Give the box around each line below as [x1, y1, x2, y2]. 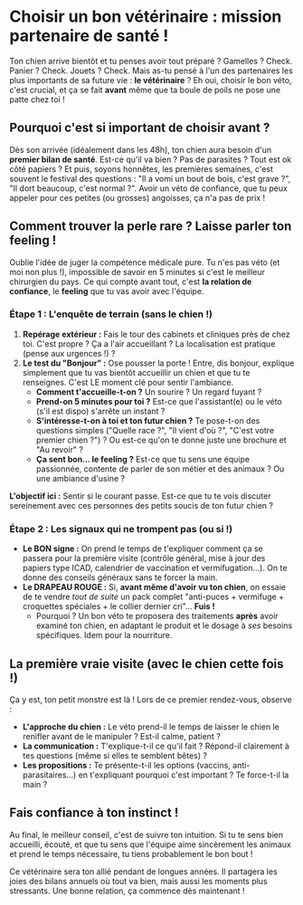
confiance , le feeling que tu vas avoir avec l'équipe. [9, 285, 204, 296]
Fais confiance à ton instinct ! [9, 805, 179, 821]
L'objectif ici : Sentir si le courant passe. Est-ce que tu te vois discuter [9, 491, 271, 501]
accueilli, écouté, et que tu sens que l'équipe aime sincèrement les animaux [9, 839, 291, 850]
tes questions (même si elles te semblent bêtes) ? [22, 749, 208, 761]
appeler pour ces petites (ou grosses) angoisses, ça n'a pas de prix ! [9, 192, 266, 203]
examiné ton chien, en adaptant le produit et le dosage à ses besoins [35, 620, 293, 631]
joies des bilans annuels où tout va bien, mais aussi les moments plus [9, 875, 269, 886]
